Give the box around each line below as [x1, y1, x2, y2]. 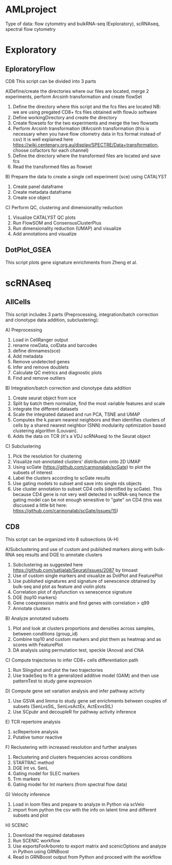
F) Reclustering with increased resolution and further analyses [5, 744, 137, 750]
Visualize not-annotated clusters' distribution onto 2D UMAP [12, 458, 141, 465]
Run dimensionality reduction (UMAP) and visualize [12, 225, 122, 231]
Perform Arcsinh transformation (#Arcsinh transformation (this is [12, 125, 149, 132]
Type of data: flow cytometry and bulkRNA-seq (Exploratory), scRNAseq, [5, 21, 160, 27]
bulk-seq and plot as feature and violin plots [12, 583, 106, 590]
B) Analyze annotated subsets [5, 615, 69, 621]
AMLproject [5, 4, 57, 15]
